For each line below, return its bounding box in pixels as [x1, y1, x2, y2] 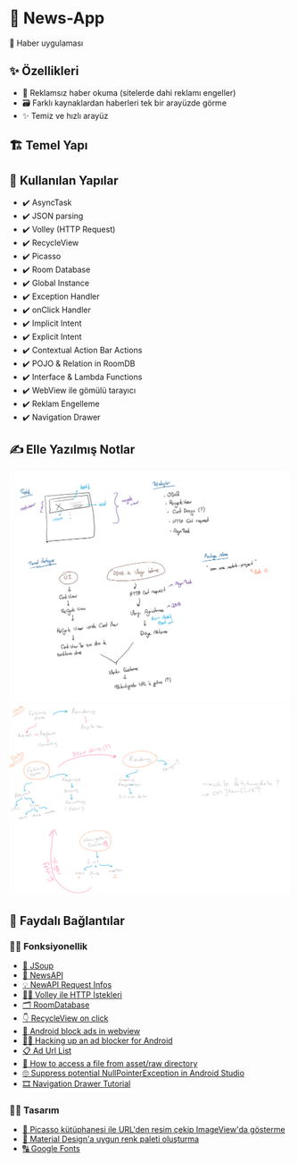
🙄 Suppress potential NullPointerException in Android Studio [21, 1067, 245, 1078]
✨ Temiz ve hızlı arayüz [21, 110, 109, 121]
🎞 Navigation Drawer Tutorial [21, 1078, 131, 1089]
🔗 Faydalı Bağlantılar [9, 913, 125, 929]
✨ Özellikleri [9, 64, 79, 79]
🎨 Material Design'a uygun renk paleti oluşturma [21, 1133, 199, 1144]
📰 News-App [9, 8, 105, 29]
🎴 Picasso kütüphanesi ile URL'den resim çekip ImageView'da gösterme [21, 1125, 286, 1135]
